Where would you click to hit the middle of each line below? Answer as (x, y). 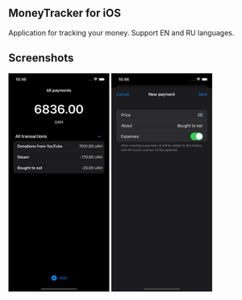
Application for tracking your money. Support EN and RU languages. (121, 32)
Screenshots (41, 58)
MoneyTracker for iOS (65, 13)
